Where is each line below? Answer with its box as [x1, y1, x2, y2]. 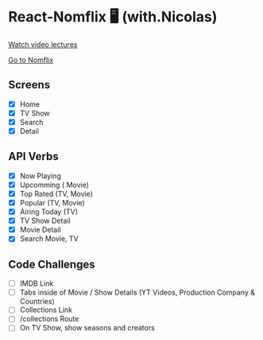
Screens [8, 78, 50, 92]
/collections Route [19, 314, 79, 324]
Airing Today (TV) [19, 207, 78, 217]
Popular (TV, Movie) [19, 198, 85, 207]
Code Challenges [8, 257, 95, 271]
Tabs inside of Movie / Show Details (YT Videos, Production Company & [19, 287, 256, 297]
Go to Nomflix [8, 55, 54, 64]
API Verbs [8, 150, 59, 163]
